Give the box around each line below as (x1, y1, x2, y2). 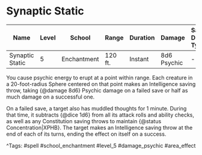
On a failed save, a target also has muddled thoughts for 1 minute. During (6, 105, 187, 112)
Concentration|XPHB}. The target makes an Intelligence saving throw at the (6, 124, 193, 131)
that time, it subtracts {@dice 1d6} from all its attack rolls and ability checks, (6, 111, 194, 118)
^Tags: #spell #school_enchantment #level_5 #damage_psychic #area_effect (6, 142, 196, 149)
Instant (129, 55, 149, 63)
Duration (129, 33, 155, 41)
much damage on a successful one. (6, 93, 95, 100)
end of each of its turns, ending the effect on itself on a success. (6, 130, 167, 138)
